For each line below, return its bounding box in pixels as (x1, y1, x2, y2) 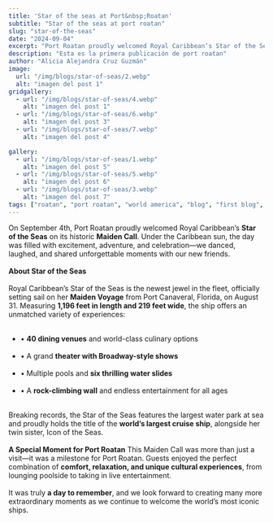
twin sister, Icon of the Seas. (8, 427, 104, 437)
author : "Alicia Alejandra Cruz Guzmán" (8, 58, 148, 66)
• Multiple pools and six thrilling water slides (19, 368, 173, 378)
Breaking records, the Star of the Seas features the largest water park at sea (8, 410, 264, 420)
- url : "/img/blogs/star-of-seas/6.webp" (15, 111, 158, 119)
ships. (8, 505, 29, 515)
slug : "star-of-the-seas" (8, 27, 96, 35)
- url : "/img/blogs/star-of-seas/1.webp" (15, 155, 158, 163)
